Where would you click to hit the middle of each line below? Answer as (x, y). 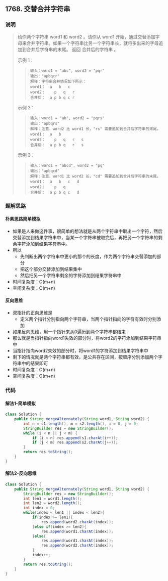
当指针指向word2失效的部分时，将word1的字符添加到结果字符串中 (80, 351)
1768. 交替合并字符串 (38, 9)
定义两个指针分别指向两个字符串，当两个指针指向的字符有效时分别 (88, 319)
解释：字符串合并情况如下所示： (58, 81)
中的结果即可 (35, 364)
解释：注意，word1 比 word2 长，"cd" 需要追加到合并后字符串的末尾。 (95, 176)
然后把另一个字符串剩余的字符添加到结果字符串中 (71, 275)
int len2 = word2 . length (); (53, 503)
